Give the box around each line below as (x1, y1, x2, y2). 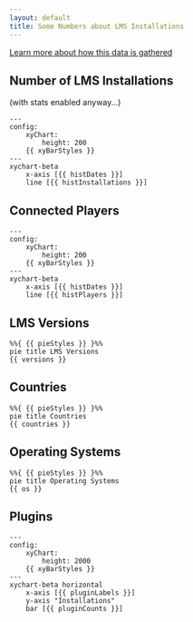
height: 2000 (42, 557, 92, 566)
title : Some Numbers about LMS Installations (9, 22, 184, 31)
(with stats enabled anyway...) (9, 97, 121, 108)
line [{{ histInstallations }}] (25, 178, 148, 187)
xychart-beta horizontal (9, 580, 103, 590)
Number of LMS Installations (9, 73, 174, 88)
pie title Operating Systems (9, 476, 120, 486)
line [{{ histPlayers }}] (25, 291, 124, 300)
